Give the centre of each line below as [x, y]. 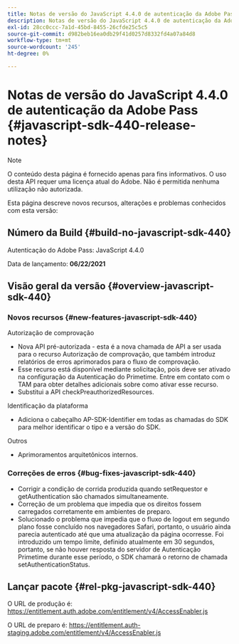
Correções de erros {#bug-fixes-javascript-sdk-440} [102, 473]
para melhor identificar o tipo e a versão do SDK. [89, 427]
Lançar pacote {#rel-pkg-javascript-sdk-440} [111, 587]
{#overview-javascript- [161, 286]
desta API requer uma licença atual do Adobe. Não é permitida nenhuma [113, 181]
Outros [17, 441]
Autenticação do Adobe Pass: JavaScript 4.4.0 [76, 250]
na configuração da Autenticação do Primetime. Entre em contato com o [124, 377]
